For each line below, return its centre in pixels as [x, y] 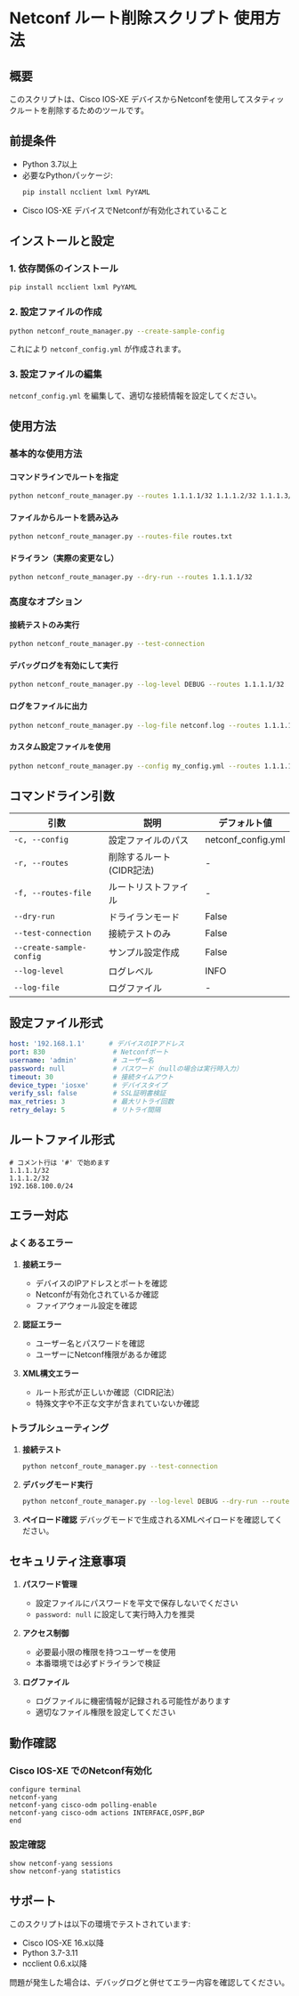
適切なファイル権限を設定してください [105, 1712]
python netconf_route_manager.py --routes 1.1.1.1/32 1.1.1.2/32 [133, 496]
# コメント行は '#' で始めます [60, 1162]
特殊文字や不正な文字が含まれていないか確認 [117, 1403]
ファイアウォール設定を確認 [86, 1305]
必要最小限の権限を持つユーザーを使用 [105, 1653]
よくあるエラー [41, 1243]
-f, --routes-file [53, 893]
